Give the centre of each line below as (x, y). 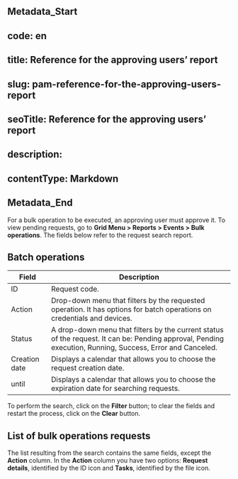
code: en (27, 36)
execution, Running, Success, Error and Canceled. (134, 348)
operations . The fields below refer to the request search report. (100, 235)
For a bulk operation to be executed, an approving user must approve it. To (116, 220)
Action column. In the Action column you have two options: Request (108, 461)
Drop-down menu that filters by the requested (128, 301)
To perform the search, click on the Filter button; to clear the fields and (111, 406)
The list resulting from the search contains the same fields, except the (109, 453)
